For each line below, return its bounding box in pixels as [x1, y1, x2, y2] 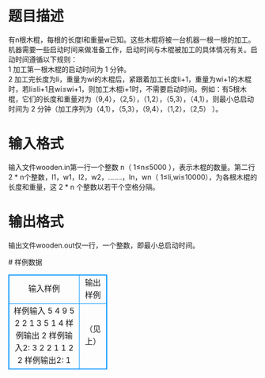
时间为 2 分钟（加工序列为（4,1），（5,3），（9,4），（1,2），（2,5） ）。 [8, 104, 223, 113]
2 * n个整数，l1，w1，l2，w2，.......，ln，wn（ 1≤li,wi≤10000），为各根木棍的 [8, 172, 258, 182]
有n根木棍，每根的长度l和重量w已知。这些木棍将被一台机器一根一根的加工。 [8, 35, 256, 44]
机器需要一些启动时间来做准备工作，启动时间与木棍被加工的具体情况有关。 [8, 44, 251, 54]
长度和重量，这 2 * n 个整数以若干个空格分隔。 [8, 182, 160, 191]
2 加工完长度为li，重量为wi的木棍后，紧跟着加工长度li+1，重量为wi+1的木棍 [8, 74, 252, 84]
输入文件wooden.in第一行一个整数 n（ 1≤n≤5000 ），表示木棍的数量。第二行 [8, 162, 256, 172]
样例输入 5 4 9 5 [13, 305, 75, 316]
